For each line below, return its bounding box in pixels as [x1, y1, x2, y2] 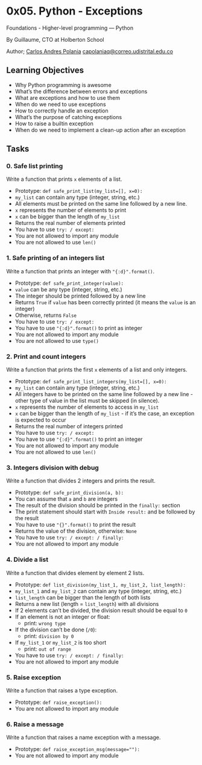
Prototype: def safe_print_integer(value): [14, 279, 124, 287]
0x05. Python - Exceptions [6, 4, 143, 18]
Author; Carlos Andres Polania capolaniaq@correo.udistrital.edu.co [6, 47, 174, 55]
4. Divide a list [6, 555, 49, 564]
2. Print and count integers [6, 352, 86, 360]
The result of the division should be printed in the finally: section [14, 502, 180, 509]
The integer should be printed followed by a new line [14, 292, 146, 299]
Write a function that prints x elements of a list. [6, 175, 122, 183]
